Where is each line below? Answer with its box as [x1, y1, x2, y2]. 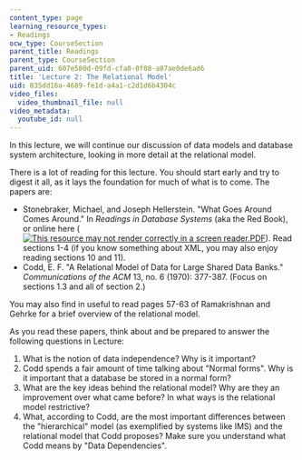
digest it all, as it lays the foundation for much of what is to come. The [9, 176, 270, 187]
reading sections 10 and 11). [22, 252, 126, 264]
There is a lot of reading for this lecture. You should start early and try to [9, 167, 279, 178]
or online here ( [22, 224, 80, 235]
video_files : [9, 89, 59, 98]
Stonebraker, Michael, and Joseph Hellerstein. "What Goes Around [22, 204, 272, 215]
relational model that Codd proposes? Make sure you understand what [22, 431, 287, 442]
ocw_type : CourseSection [9, 38, 103, 48]
